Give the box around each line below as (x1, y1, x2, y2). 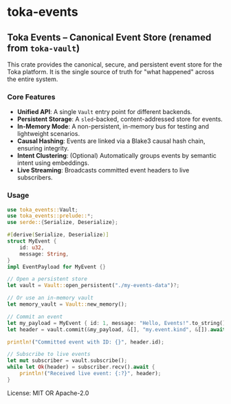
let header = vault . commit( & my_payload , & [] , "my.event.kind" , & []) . (7, 326, 211, 333)
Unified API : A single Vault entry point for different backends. (16, 108, 192, 116)
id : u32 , (19, 244, 45, 251)
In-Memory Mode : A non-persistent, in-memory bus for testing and (16, 122, 210, 131)
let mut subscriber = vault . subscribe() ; (7, 357, 128, 364)
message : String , (19, 250, 69, 258)
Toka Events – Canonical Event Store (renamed (7, 32, 212, 43)
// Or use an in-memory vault (7, 295, 94, 302)
